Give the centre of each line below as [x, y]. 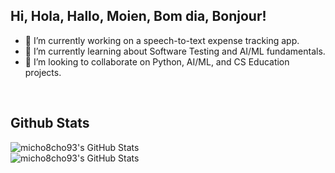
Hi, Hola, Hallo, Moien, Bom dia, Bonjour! [138, 16]
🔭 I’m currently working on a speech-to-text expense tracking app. [162, 40]
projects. [43, 72]
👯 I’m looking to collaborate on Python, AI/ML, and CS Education [157, 61]
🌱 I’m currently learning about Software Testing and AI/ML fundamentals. [175, 51]
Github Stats [50, 123]
